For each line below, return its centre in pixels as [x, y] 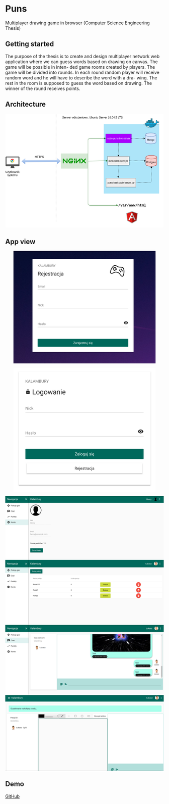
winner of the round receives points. [43, 88]
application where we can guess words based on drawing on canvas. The [81, 62]
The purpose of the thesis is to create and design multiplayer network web [82, 56]
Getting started [30, 44]
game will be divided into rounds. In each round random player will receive [82, 72]
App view [20, 242]
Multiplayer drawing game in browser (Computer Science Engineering [77, 23]
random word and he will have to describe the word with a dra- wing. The [81, 78]
